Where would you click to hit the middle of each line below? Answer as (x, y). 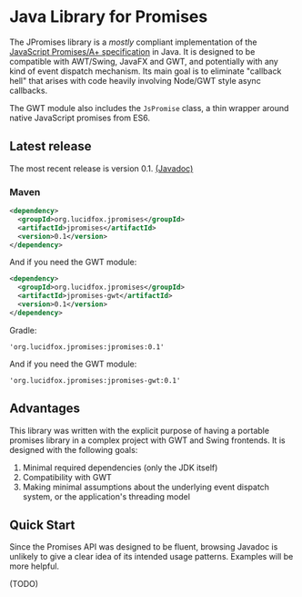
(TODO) (24, 584)
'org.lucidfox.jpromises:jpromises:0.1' (87, 347)
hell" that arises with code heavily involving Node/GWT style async (135, 80)
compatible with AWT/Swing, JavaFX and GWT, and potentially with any (144, 61)
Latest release (50, 146)
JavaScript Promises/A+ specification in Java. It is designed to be (132, 51)
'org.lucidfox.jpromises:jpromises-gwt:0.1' (95, 380)
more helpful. (35, 566)
